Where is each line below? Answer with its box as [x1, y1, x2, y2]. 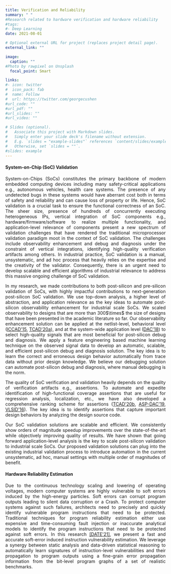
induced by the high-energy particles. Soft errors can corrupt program [5, 493, 166, 499]
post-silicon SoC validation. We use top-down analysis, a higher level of [5, 293, 166, 299]
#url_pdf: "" [5, 106, 33, 111]
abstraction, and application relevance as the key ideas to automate [5, 299, 153, 305]
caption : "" [10, 59, 36, 64]
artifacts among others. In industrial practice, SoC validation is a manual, [5, 251, 166, 257]
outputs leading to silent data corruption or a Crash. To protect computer [5, 499, 166, 505]
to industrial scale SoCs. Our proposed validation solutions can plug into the [5, 443, 166, 449]
